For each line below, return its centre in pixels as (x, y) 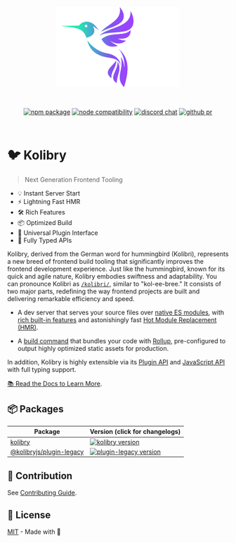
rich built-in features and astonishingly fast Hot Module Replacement (117, 320)
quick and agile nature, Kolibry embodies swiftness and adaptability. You (112, 276)
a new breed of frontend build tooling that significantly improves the (105, 262)
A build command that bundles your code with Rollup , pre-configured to (122, 341)
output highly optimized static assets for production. (93, 349)
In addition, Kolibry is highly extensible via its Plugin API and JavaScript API (116, 362)
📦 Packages (35, 409)
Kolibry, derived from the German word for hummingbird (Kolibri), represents (118, 254)
